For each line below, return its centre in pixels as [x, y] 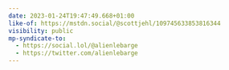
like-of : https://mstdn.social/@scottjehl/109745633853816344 [115, 23]
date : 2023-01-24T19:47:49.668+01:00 [72, 16]
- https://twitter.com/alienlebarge [77, 53]
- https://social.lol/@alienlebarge [77, 46]
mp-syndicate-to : [37, 38]
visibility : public [41, 31]
